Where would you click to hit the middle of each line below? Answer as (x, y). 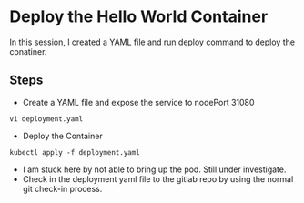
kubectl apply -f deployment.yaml (75, 152)
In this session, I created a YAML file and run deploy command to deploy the (152, 42)
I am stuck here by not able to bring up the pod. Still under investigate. (154, 169)
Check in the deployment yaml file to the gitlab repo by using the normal (158, 178)
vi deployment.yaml (46, 119)
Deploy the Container (62, 136)
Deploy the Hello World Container (139, 17)
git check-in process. (62, 188)
